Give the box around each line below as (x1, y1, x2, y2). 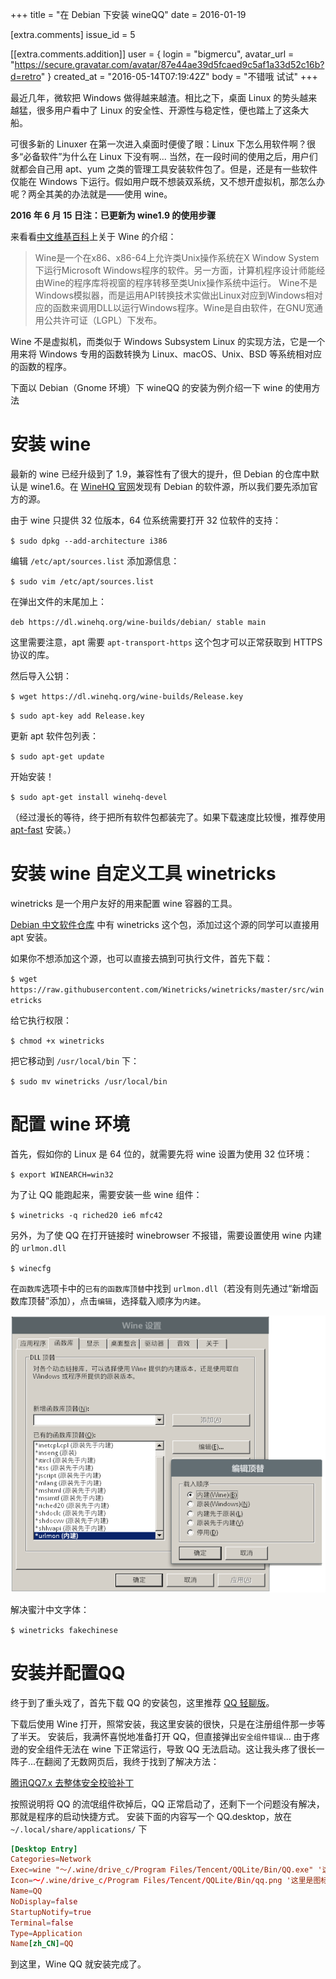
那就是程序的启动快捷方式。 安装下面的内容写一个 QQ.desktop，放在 (10, 1810, 292, 1822)
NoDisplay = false (10, 1896, 78, 1907)
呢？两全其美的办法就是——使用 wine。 (10, 188, 173, 200)
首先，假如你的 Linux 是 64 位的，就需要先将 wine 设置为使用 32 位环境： (10, 1148, 313, 1160)
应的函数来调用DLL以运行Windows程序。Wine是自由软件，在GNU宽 (34, 302, 315, 313)
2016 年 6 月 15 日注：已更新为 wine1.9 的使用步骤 (10, 209, 217, 221)
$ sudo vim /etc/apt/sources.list (10, 576, 155, 587)
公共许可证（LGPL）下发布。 (43, 314, 163, 326)
